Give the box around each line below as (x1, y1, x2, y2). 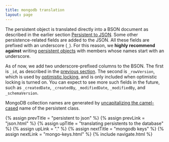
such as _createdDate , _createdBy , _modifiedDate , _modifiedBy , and (5, 84, 146, 90)
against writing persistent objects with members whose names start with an (5, 48, 164, 54)
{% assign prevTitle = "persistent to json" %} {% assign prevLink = (5, 115, 145, 121)
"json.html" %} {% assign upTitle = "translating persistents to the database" (5, 120, 164, 126)
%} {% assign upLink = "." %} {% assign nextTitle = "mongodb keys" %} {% (5, 125, 164, 132)
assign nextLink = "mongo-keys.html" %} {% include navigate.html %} (5, 131, 153, 137)
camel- (139, 99, 154, 105)
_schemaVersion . (5, 90, 39, 96)
